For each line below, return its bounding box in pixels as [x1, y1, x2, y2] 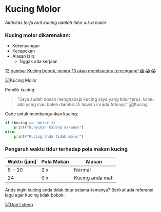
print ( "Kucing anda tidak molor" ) [14, 134, 84, 139]
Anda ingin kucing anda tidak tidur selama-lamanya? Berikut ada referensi [5, 187, 154, 193]
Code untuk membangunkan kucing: [5, 111, 78, 117]
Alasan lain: [12, 53, 36, 59]
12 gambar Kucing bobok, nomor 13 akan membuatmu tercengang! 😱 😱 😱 [5, 68, 156, 74]
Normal [74, 167, 91, 173]
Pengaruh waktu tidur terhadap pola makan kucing [5, 146, 128, 152]
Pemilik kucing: [5, 87, 36, 93]
